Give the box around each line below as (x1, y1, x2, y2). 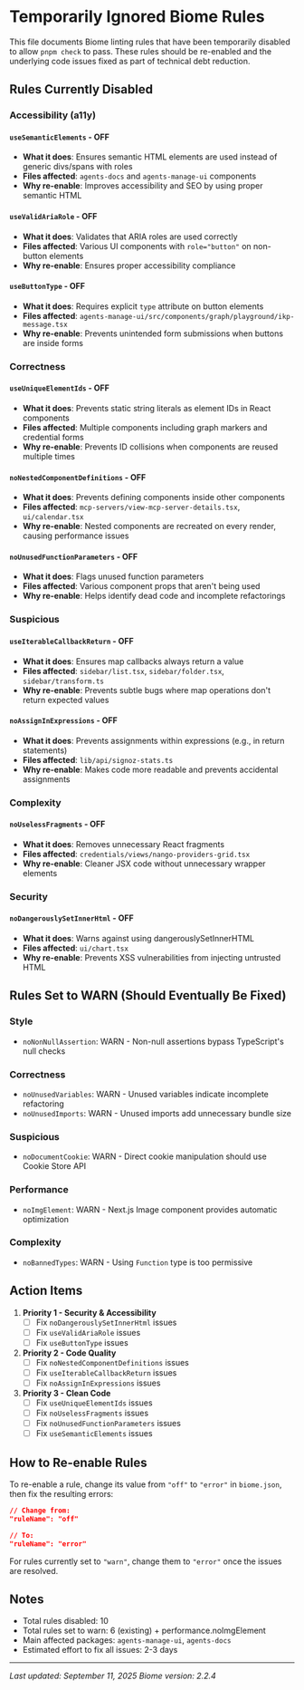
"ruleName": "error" (9, 1539, 88, 1549)
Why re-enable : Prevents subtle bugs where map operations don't (22, 684, 271, 695)
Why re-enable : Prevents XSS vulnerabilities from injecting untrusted (22, 951, 281, 962)
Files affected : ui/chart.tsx (22, 942, 129, 953)
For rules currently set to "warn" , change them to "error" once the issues (9, 1556, 282, 1567)
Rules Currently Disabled (9, 82, 154, 97)
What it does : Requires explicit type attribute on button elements (22, 301, 264, 312)
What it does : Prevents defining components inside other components (22, 492, 285, 503)
